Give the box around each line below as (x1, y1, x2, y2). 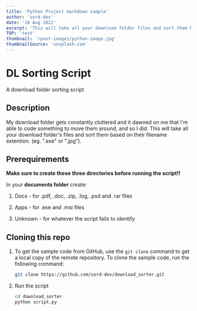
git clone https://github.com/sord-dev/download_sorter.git (14, 272, 165, 278)
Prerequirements (6, 154, 69, 164)
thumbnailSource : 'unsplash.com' (6, 42, 88, 48)
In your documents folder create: (6, 181, 87, 188)
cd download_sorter (14, 294, 63, 300)
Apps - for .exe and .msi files (14, 204, 85, 211)
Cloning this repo (6, 232, 70, 242)
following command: (14, 261, 64, 268)
